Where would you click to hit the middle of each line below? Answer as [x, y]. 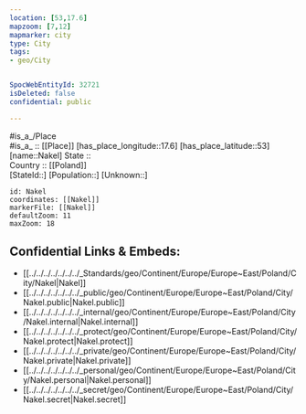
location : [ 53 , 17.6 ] [49, 18]
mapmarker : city [40, 35]
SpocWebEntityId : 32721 [55, 85]
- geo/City [30, 60]
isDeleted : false [42, 93]
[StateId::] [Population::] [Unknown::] [79, 175]
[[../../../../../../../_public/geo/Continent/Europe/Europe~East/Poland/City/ [158, 292]
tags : [20, 52]
